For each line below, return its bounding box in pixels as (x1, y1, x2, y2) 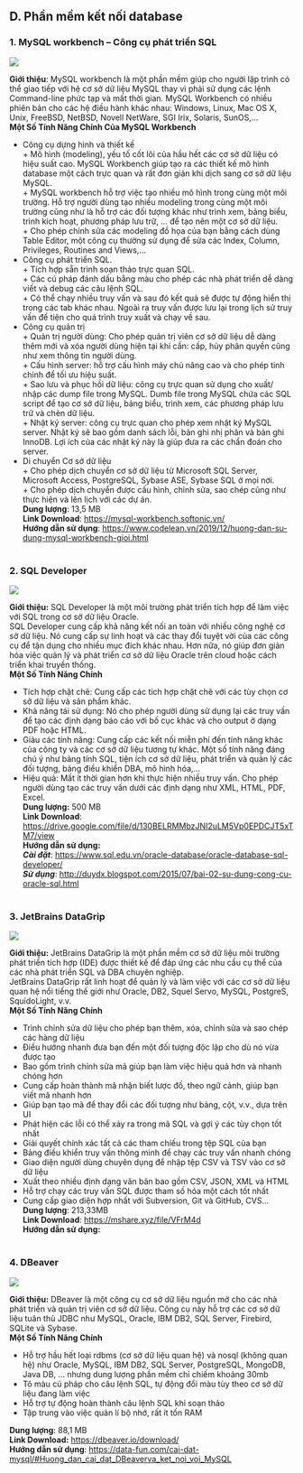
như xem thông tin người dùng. (22, 349, 137, 361)
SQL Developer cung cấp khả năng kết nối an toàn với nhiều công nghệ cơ (9, 620, 286, 632)
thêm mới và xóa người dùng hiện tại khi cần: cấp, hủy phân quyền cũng (22, 340, 290, 351)
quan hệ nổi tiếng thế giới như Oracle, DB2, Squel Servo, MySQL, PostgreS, (9, 986, 289, 997)
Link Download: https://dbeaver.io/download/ (9, 1434, 179, 1445)
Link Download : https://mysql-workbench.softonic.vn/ (22, 513, 225, 523)
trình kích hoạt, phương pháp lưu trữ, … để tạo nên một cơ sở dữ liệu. (22, 216, 279, 227)
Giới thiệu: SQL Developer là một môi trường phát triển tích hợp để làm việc (9, 601, 289, 612)
